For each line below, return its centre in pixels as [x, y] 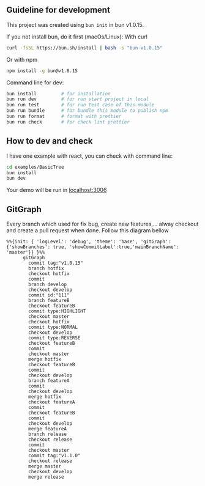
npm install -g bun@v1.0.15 [42, 71]
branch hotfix [46, 268]
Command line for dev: [35, 83]
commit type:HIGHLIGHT [57, 311]
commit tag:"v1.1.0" [54, 456]
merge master [45, 466]
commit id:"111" [49, 295]
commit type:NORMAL [53, 327]
